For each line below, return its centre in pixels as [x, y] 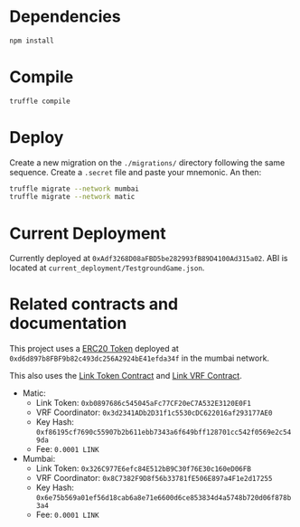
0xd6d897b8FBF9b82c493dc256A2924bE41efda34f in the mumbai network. [139, 358]
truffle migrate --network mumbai [75, 188]
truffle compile [40, 101]
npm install [32, 41]
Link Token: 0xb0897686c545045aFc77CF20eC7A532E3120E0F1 [143, 403]
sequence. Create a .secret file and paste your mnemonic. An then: [136, 172]
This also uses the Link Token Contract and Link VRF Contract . [126, 376]
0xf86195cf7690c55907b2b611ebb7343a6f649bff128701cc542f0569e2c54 [164, 433]
